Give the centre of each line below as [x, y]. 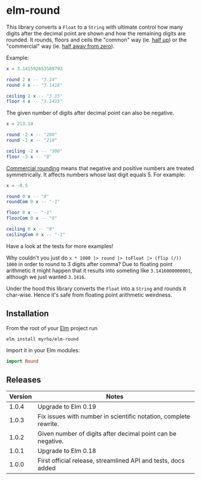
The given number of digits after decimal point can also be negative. [90, 113]
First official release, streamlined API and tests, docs [111, 461]
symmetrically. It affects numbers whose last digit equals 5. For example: [96, 174]
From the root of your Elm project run [52, 328]
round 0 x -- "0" [28, 196]
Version [21, 397]
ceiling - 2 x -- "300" [34, 151]
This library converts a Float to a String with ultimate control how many [95, 27]
